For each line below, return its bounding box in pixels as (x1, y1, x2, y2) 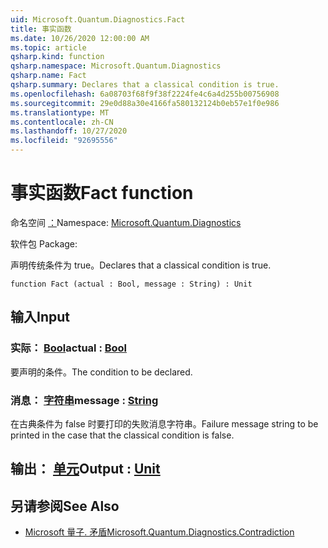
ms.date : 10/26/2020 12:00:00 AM (10, 33, 150, 43)
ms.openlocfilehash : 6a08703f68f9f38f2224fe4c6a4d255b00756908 (10, 89, 280, 99)
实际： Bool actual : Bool (10, 341, 128, 355)
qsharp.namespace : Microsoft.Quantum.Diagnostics (10, 61, 222, 71)
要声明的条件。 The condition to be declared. (10, 366, 193, 378)
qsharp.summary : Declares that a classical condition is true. (10, 80, 280, 90)
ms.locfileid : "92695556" (10, 136, 118, 146)
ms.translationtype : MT (10, 107, 110, 118)
